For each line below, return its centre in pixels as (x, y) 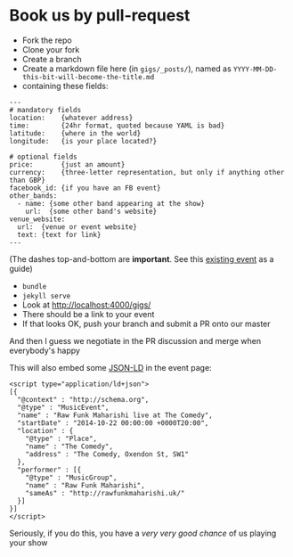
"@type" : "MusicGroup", (71, 478)
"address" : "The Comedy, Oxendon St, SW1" (107, 454)
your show (28, 542)
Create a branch (52, 59)
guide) (21, 268)
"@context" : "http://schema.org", (83, 399)
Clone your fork (51, 49)
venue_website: (37, 219)
